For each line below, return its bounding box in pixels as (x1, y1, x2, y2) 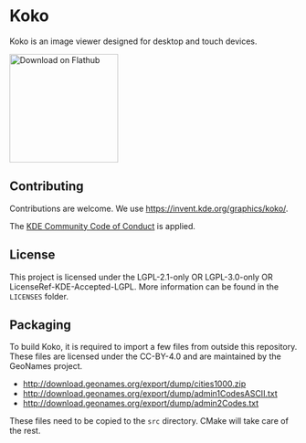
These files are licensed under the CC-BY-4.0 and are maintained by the (9, 351, 281, 362)
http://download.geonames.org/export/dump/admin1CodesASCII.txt (22, 388, 278, 399)
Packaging (9, 317, 71, 332)
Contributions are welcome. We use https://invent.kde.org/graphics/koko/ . (9, 203, 289, 214)
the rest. (9, 426, 41, 437)
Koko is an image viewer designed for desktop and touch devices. (9, 36, 258, 47)
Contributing (9, 179, 84, 195)
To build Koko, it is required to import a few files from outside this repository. (9, 342, 298, 353)
